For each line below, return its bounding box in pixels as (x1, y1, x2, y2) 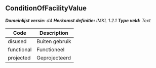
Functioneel (36, 46, 65, 53)
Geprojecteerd (36, 54, 71, 61)
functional (8, 46, 32, 53)
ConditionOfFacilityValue (5, 4, 87, 13)
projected (8, 54, 31, 61)
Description (40, 29, 68, 36)
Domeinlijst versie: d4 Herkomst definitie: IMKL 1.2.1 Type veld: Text (5, 17, 151, 23)
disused (8, 38, 27, 45)
